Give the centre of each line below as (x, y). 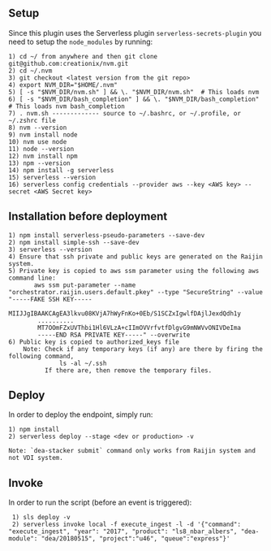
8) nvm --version (38, 128)
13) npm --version (39, 163)
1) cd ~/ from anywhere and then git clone (83, 56)
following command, (41, 356)
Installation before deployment (88, 217)
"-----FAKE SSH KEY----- (50, 299)
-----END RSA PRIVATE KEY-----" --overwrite (114, 335)
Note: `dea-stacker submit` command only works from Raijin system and (132, 451)
